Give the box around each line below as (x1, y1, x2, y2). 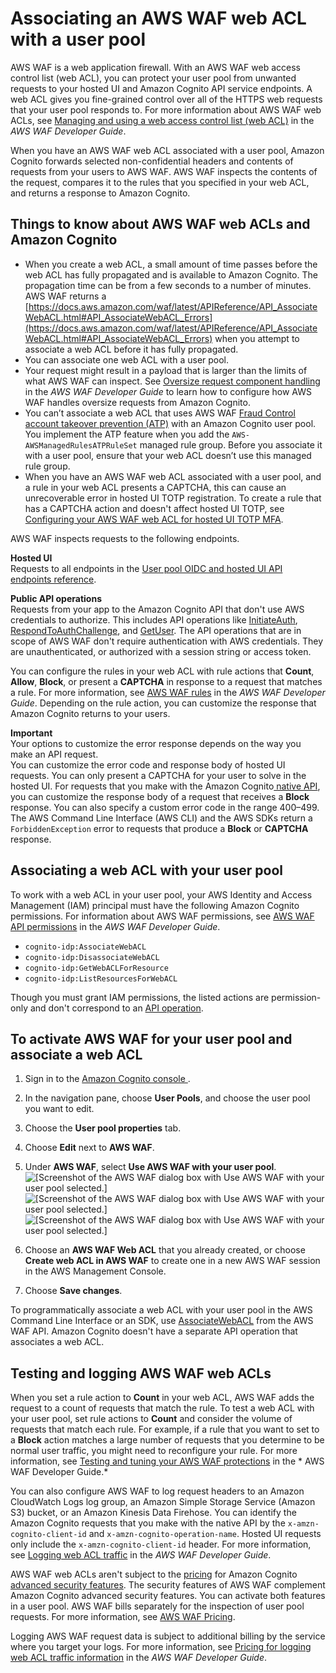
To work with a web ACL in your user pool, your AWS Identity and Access (10, 888, 313, 901)
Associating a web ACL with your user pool (10, 862, 284, 879)
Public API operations (10, 592, 102, 604)
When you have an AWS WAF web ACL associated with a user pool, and (24, 470, 322, 482)
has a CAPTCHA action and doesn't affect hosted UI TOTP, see (24, 502, 285, 514)
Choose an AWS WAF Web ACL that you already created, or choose (24, 1244, 306, 1256)
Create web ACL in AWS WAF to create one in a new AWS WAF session (24, 1255, 321, 1267)
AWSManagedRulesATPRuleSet (24, 440, 138, 451)
